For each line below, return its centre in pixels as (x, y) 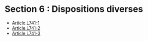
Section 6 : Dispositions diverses (74, 9)
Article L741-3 (26, 33)
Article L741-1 (26, 23)
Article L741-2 (26, 28)
